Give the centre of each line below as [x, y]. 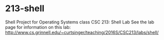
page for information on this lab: [38, 27]
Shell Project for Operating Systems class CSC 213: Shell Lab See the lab [80, 22]
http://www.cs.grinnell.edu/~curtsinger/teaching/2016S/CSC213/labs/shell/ [82, 32]
